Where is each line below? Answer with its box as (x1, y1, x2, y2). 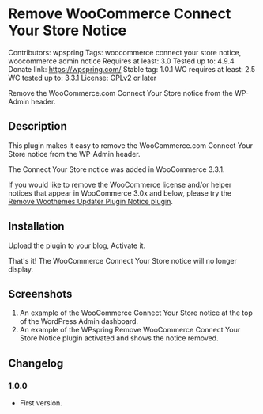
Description (8, 120, 67, 133)
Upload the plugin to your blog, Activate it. (8, 241, 146, 250)
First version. (19, 398, 63, 408)
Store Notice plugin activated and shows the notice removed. (19, 333, 219, 343)
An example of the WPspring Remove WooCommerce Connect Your (19, 325, 241, 335)
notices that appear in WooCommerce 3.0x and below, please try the (8, 188, 231, 198)
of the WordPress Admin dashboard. (19, 317, 139, 326)
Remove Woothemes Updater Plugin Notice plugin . (8, 196, 174, 206)
